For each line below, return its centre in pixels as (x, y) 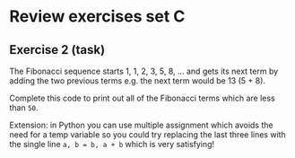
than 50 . (24, 108)
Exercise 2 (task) (57, 50)
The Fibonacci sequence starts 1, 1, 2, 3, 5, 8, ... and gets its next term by (144, 71)
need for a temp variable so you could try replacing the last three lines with (148, 135)
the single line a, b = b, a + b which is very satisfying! (112, 144)
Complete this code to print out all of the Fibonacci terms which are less (142, 98)
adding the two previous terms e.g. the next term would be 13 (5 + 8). (138, 81)
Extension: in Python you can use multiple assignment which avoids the (141, 125)
